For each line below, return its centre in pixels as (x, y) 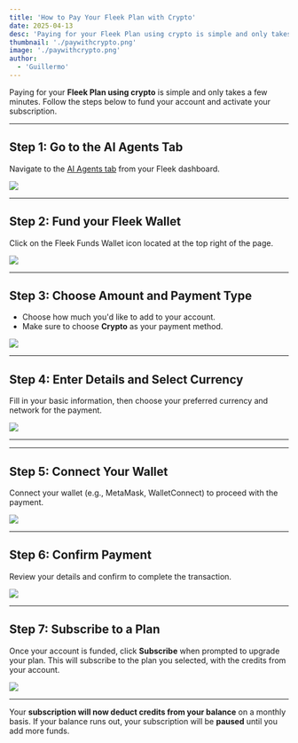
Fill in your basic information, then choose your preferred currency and (139, 401)
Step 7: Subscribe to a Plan (85, 630)
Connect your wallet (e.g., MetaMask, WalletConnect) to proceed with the (144, 493)
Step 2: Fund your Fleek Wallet (95, 221)
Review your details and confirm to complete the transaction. (121, 576)
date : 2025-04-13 (41, 26)
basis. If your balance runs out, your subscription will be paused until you (143, 721)
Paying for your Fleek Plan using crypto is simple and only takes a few (138, 92)
